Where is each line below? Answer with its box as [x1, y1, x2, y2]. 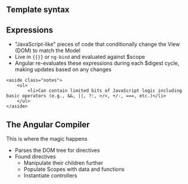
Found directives [14, 153, 57, 160]
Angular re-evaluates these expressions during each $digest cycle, [14, 59, 180, 67]
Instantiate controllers [23, 172, 77, 179]
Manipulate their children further [23, 160, 104, 167]
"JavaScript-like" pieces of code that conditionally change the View [14, 41, 180, 48]
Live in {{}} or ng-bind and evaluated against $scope [14, 53, 145, 61]
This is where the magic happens [6, 135, 87, 142]
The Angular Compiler [6, 119, 90, 129]
